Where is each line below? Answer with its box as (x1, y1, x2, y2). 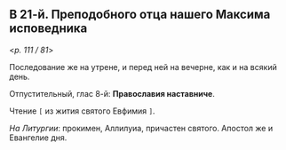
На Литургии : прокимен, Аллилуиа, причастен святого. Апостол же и (9, 122, 274, 133)
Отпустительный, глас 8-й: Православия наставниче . (9, 88, 215, 99)
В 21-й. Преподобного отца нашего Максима (9, 7, 271, 22)
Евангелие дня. (9, 132, 68, 143)
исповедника (9, 21, 88, 36)
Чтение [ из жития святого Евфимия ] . (9, 106, 155, 116)
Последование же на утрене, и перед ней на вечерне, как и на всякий (9, 61, 277, 72)
